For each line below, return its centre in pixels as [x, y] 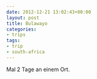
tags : [13, 40]
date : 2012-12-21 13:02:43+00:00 [49, 12]
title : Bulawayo [27, 23]
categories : [21, 29]
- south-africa [26, 52]
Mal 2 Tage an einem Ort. [38, 69]
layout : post [23, 18]
